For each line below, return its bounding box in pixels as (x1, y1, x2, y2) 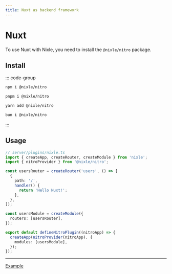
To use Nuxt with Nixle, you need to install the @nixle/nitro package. (5, 47, 152, 53)
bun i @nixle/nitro (5, 112, 47, 118)
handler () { (14, 182, 40, 188)
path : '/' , (14, 178, 38, 184)
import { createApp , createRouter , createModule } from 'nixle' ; (5, 154, 147, 160)
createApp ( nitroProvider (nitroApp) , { (10, 235, 93, 240)
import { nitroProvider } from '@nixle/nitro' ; (5, 159, 109, 165)
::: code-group (5, 75, 36, 81)
